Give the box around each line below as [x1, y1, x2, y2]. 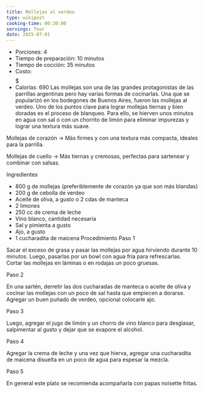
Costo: [15, 68, 32, 75]
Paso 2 [6, 271, 24, 278]
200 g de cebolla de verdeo [15, 189, 85, 197]
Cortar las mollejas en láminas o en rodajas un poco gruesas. [6, 260, 160, 267]
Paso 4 [6, 338, 24, 345]
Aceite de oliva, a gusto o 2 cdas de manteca [15, 196, 129, 203]
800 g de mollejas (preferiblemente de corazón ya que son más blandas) [15, 183, 198, 190]
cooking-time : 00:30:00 [6, 20, 67, 26]
